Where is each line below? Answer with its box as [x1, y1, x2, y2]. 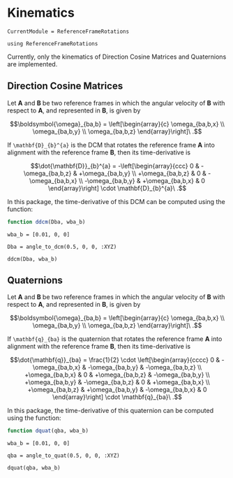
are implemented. [7, 59, 58, 68]
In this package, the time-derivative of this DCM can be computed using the [7, 197, 225, 205]
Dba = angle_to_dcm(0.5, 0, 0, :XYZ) [7, 243, 117, 250]
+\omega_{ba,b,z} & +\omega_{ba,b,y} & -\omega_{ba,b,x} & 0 [27, 386, 207, 394]
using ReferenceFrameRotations [7, 40, 98, 47]
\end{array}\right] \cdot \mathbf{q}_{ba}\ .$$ [52, 393, 183, 401]
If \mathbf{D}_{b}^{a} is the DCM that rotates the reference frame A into [7, 140, 215, 149]
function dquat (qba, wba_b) [7, 428, 89, 435]
